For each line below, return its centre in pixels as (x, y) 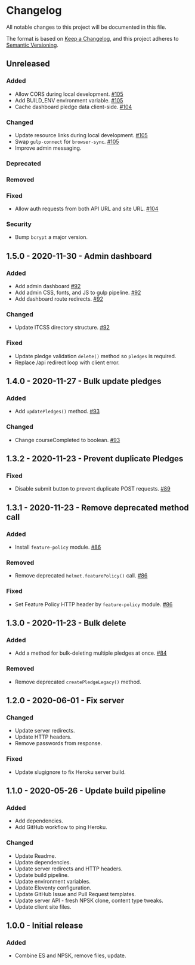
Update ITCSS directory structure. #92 (62, 328)
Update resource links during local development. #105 (81, 135)
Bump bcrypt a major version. (51, 237)
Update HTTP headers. (43, 737)
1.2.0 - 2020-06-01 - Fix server (65, 701)
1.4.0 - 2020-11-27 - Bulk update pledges (84, 381)
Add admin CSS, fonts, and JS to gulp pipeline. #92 (78, 293)
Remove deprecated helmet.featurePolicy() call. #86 (81, 576)
